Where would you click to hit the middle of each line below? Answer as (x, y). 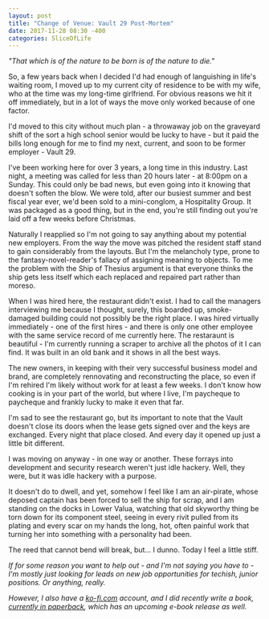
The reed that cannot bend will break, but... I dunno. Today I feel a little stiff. (133, 550)
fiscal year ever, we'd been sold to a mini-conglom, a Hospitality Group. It (130, 202)
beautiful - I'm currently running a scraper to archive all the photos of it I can (135, 344)
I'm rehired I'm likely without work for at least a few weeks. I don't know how (135, 385)
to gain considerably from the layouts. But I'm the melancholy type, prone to (134, 252)
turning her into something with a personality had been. (100, 535)
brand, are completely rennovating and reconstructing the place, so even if (132, 377)
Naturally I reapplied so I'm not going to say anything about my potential (128, 235)
